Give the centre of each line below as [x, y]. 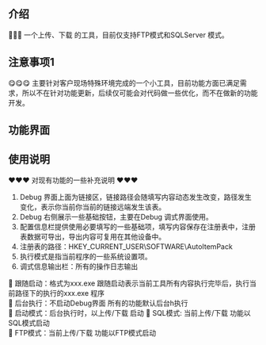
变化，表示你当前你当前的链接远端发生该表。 [93, 207]
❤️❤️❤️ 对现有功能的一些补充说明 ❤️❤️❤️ [73, 180]
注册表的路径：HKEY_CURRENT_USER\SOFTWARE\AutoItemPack [126, 246]
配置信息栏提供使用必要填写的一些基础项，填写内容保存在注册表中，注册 [137, 226]
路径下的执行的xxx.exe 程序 [60, 293]
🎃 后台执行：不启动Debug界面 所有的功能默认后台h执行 [98, 303]
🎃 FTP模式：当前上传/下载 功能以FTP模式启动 [82, 332]
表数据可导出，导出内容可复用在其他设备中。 [93, 236]
